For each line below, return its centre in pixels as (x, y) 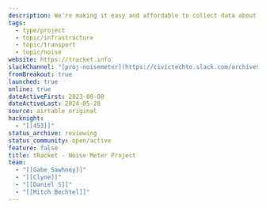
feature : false (33, 148)
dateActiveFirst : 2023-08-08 (56, 96)
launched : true (33, 81)
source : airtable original (53, 112)
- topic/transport (46, 45)
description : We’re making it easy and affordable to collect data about (133, 15)
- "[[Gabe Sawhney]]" (51, 170)
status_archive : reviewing (53, 133)
